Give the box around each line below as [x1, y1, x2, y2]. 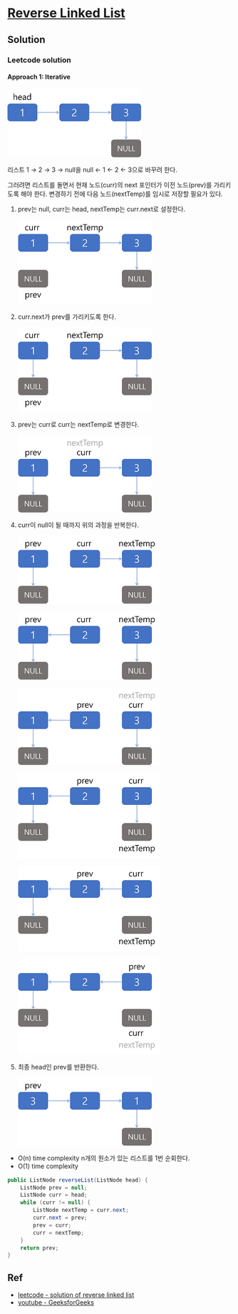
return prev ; [20, 1244, 59, 1252]
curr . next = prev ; [33, 1214, 88, 1222]
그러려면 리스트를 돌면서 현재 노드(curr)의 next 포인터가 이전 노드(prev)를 [7, 180, 212, 189]
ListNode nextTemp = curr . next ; [33, 1207, 130, 1214]
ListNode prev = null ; [20, 1184, 88, 1191]
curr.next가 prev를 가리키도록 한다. [17, 312, 116, 321]
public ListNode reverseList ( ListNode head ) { [7, 1176, 148, 1184]
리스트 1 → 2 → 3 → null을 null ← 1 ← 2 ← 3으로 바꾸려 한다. [7, 165, 178, 174]
